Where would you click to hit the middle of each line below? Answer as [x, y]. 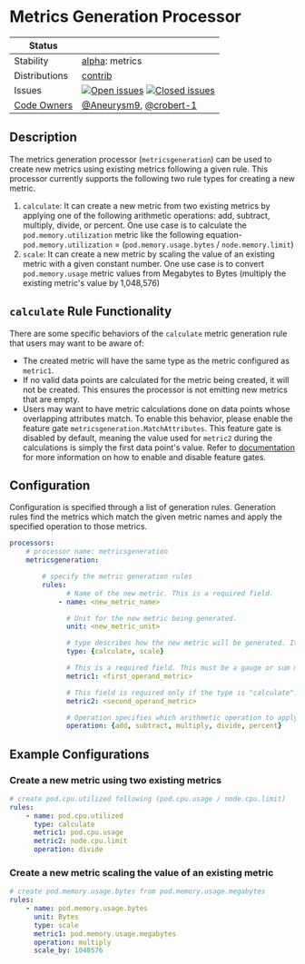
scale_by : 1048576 [68, 950]
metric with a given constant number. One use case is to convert [143, 263]
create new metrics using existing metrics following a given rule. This [139, 169]
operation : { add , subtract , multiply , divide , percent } [174, 726]
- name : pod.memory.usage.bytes [87, 909]
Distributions [41, 75]
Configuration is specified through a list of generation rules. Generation [143, 507]
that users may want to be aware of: [77, 343]
